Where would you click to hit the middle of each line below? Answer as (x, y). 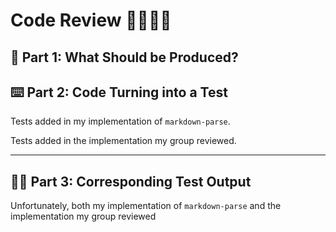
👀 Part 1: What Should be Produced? (124, 57)
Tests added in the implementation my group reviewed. (123, 141)
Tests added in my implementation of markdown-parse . (120, 121)
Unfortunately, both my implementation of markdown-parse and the (146, 206)
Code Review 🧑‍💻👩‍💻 (91, 20)
